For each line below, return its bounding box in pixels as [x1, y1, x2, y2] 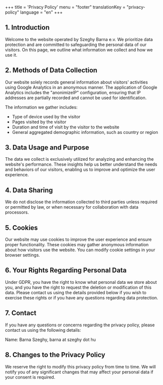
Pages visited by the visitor [12, 119, 67, 125]
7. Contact [5, 309, 36, 317]
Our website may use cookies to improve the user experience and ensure [5, 236, 152, 242]
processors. [5, 210, 29, 215]
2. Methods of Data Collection [5, 66, 97, 75]
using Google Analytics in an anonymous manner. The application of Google [5, 84, 158, 90]
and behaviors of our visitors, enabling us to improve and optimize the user [5, 167, 156, 172]
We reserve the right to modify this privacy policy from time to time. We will [5, 364, 156, 369]
